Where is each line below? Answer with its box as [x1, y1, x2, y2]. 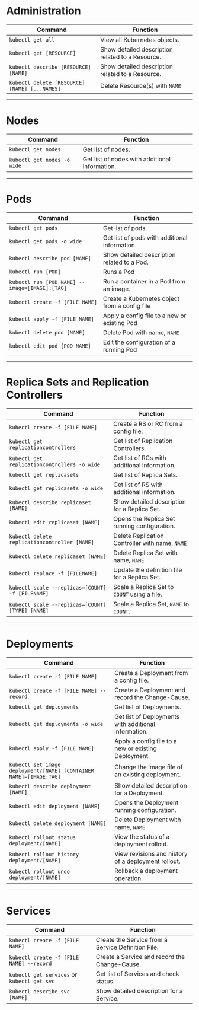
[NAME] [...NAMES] [9, 85, 61, 92]
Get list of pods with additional [102, 233, 188, 241]
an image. [102, 285, 130, 293]
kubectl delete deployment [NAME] [9, 820, 107, 827]
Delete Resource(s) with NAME [100, 81, 182, 90]
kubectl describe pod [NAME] [9, 255, 91, 262]
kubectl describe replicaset [9, 499, 91, 505]
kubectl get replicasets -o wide [9, 485, 104, 492]
